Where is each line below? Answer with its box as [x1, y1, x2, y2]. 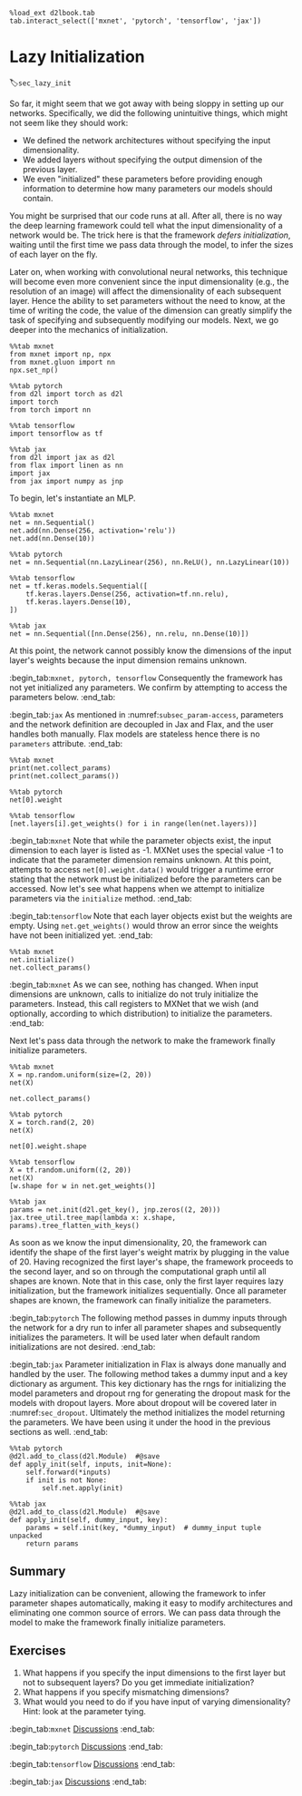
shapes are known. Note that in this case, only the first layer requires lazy [9, 1275, 284, 1286]
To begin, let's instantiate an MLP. [9, 493, 136, 503]
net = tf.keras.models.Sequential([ [9, 581, 148, 591]
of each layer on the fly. [9, 249, 98, 259]
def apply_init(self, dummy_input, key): [9, 1515, 169, 1524]
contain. [22, 192, 54, 203]
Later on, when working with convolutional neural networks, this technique [9, 266, 288, 277]
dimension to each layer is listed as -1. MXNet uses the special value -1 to [9, 844, 284, 855]
